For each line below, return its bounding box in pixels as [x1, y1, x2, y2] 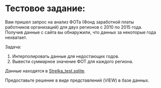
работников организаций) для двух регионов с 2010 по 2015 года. [5, 24, 143, 30]
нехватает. [5, 35, 27, 40]
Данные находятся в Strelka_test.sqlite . [5, 68, 86, 73]
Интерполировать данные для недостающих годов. [12, 53, 120, 59]
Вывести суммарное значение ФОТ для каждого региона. [12, 58, 134, 64]
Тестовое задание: [5, 3, 86, 14]
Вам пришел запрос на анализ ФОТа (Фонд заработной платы [5, 19, 134, 25]
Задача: [5, 44, 21, 50]
